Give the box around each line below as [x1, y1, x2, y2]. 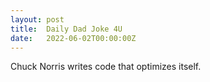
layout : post [10, 14, 65, 25]
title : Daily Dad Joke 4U [10, 24, 123, 34]
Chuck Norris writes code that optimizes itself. [10, 61, 202, 73]
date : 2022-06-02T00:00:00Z [10, 33, 137, 43]
